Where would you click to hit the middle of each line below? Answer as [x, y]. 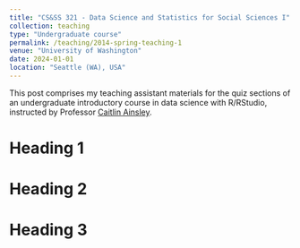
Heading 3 [48, 230]
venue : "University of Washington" [76, 51]
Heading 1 [47, 148]
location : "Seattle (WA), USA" [68, 68]
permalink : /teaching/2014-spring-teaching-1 [95, 43]
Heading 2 [48, 189]
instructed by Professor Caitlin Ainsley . [81, 112]
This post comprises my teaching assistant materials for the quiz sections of [150, 93]
